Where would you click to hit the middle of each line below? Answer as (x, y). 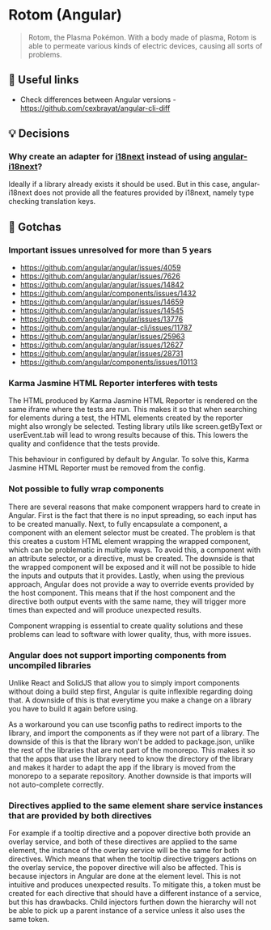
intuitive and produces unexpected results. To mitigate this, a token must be (135, 885)
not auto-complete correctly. (56, 785)
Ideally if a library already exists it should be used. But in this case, (119, 185)
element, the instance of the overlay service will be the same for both (124, 851)
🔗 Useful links (44, 80)
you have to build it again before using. (73, 709)
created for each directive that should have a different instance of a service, (135, 894)
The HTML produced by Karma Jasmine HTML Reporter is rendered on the (133, 401)
